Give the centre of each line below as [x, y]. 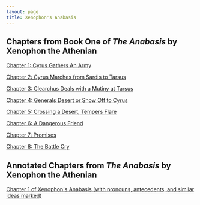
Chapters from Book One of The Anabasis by [92, 42]
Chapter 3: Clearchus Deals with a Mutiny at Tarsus [70, 89]
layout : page [23, 12]
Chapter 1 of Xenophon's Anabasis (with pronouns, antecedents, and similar [100, 189]
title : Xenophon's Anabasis [41, 17]
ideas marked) [24, 196]
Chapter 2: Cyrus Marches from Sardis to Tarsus [66, 77]
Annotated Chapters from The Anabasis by [89, 165]
